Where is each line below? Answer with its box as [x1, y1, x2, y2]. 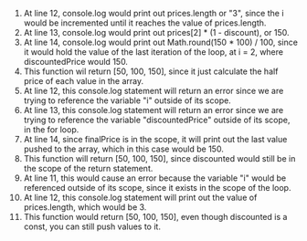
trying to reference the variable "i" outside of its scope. [23, 95, 231, 106]
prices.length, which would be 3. [23, 202, 147, 213]
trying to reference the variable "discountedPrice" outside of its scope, [23, 114, 291, 125]
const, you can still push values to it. [23, 221, 161, 232]
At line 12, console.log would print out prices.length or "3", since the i [23, 8, 284, 18]
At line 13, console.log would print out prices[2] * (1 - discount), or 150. [23, 27, 291, 37]
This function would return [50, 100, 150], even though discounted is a [23, 212, 288, 222]
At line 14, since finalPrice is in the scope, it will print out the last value [23, 134, 288, 144]
